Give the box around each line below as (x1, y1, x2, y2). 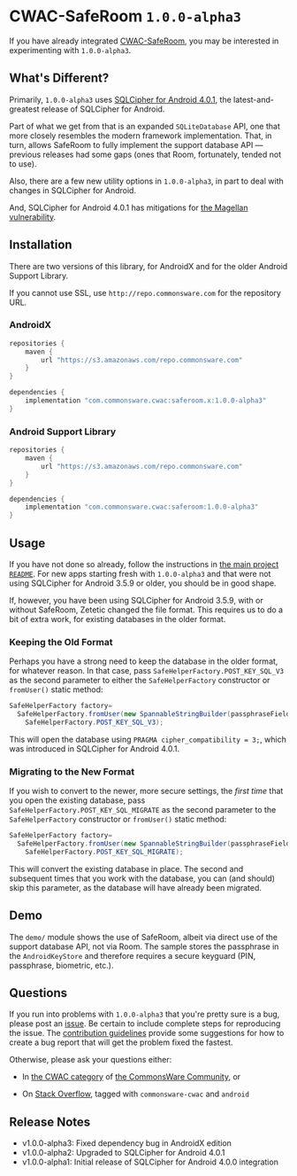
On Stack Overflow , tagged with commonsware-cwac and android (21, 1088, 250, 1100)
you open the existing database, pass (9, 795, 146, 806)
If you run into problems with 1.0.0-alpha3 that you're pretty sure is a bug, (9, 1009, 280, 1020)
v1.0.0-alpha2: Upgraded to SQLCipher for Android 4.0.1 (21, 1148, 225, 1158)
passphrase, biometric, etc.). (9, 960, 114, 970)
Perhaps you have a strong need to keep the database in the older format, (9, 656, 278, 666)
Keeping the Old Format (9, 635, 113, 648)
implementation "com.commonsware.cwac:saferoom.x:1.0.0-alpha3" (25, 396, 267, 405)
